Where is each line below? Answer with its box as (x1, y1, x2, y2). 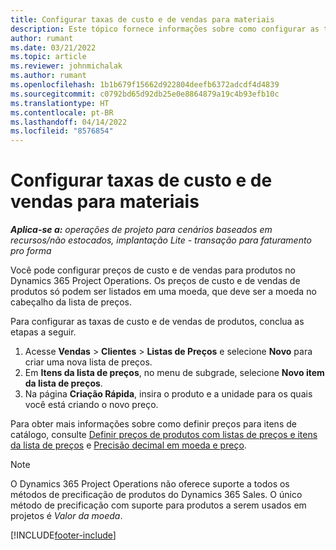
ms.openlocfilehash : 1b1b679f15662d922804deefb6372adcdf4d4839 (10, 80, 280, 90)
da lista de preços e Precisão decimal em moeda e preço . (10, 439, 247, 451)
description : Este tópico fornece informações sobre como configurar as (10, 24, 320, 34)
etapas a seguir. (10, 326, 77, 338)
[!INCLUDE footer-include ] (10, 529, 117, 541)
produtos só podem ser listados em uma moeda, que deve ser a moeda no (10, 286, 317, 298)
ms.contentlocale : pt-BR (10, 107, 114, 118)
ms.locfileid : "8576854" (10, 126, 114, 136)
